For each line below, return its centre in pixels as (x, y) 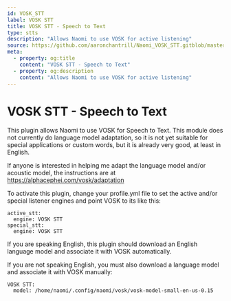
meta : (15, 52)
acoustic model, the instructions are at (62, 173)
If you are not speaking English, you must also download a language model (113, 265)
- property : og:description (54, 71)
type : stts (23, 33)
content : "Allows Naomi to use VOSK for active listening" (106, 77)
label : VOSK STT (30, 20)
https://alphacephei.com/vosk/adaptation (66, 180)
